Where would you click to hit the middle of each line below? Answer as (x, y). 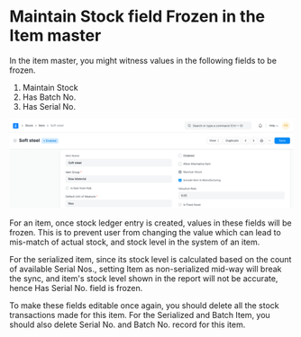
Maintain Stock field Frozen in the (137, 17)
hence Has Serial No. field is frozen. (76, 288)
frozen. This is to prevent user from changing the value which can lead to (145, 232)
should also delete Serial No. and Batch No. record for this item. (128, 324)
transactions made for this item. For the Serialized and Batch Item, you (140, 315)
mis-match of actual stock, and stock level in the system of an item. (135, 242)
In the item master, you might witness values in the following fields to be (143, 60)
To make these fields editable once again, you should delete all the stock (144, 305)
